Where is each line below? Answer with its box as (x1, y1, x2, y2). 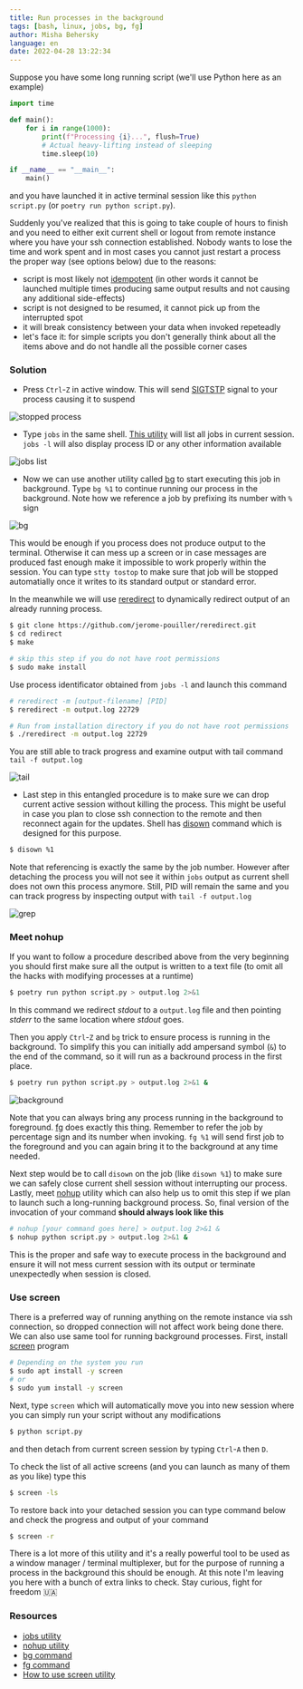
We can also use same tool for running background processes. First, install (9, 1331, 288, 1342)
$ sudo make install (9, 663, 88, 672)
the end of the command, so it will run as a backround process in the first (9, 1051, 282, 1062)
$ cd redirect (9, 629, 63, 639)
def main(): (9, 115, 54, 124)
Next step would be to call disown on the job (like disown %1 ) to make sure (9, 1169, 283, 1179)
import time (9, 99, 54, 109)
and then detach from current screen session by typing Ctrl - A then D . (9, 1443, 269, 1454)
